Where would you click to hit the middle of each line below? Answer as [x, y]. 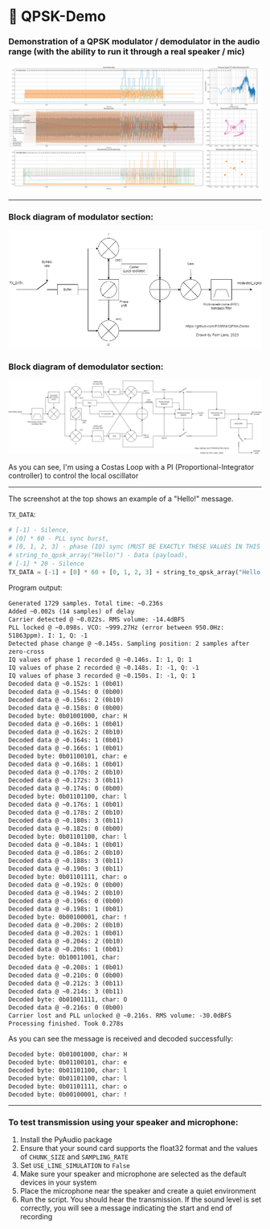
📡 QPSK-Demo [57, 16]
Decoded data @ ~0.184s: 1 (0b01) [66, 845]
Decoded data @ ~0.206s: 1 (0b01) [66, 949]
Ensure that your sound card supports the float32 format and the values [139, 1149]
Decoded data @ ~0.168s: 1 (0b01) [66, 764]
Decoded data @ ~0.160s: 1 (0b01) [66, 724]
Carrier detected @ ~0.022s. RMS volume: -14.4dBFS [96, 619]
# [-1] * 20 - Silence [46, 564]
